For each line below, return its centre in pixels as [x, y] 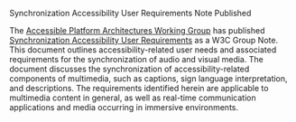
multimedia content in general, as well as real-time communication [133, 98]
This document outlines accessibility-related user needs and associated [143, 50]
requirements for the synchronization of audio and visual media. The [136, 59]
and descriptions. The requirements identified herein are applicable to [139, 88]
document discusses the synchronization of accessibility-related [129, 69]
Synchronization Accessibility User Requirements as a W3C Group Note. [143, 40]
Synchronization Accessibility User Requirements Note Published [130, 13]
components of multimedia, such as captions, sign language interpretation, [148, 79]
